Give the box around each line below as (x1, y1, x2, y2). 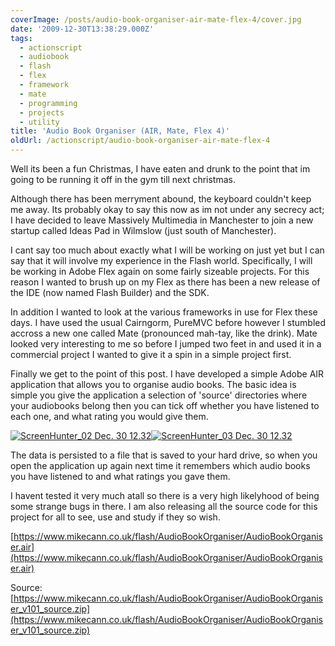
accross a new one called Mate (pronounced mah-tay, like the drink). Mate (10, 327, 318, 339)
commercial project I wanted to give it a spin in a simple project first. (10, 349, 292, 360)
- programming (19, 98, 78, 108)
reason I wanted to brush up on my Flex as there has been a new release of (10, 276, 321, 288)
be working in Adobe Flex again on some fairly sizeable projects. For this (10, 266, 310, 277)
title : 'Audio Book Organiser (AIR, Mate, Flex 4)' (10, 126, 230, 136)
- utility (19, 117, 60, 127)
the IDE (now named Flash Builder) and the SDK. (10, 287, 210, 298)
